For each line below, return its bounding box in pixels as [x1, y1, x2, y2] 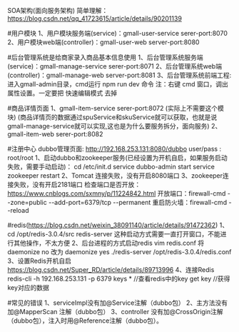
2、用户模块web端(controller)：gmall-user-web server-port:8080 [7, 38, 200, 46]
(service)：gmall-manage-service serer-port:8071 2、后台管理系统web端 [7, 62, 223, 70]
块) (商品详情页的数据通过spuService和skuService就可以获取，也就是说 [7, 113, 218, 121]
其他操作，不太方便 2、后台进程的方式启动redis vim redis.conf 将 [13, 238, 205, 247]
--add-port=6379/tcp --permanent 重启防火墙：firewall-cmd [49, 198, 227, 206]
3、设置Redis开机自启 [7, 256, 71, 265]
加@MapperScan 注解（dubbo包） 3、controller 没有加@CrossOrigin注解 [7, 308, 223, 316]
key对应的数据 [7, 283, 50, 291]
